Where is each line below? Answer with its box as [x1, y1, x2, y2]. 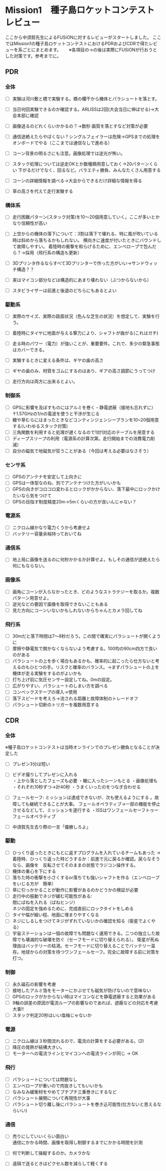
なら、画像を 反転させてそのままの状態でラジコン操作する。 [12, 862, 139, 868]
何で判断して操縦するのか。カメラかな [12, 1150, 91, 1156]
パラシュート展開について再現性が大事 [12, 1095, 91, 1101]
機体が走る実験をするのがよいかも [12, 671, 82, 677]
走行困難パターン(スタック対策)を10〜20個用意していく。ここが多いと [12, 214, 156, 220]
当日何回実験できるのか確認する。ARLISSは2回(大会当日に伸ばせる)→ [12, 106, 155, 112]
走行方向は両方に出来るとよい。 [12, 378, 78, 385]
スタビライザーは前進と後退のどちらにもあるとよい [12, 287, 117, 293]
